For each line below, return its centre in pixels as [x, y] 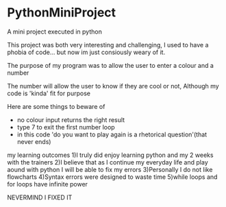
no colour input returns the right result [71, 120]
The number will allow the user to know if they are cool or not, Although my [113, 86]
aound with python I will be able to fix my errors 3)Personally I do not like [110, 169]
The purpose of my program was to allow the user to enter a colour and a [111, 65]
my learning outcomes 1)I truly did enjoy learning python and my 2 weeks [110, 155]
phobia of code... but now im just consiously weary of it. [86, 52]
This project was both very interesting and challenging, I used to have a [108, 45]
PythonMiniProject [62, 13]
